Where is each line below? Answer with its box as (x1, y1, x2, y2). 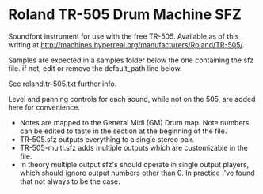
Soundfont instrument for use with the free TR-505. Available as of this (8, 32, 239, 41)
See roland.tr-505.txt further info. (8, 79, 117, 88)
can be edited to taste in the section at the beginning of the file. (19, 126, 227, 136)
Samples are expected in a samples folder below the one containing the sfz (8, 55, 254, 65)
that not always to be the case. (19, 176, 120, 186)
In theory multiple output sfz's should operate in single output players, (19, 159, 250, 169)
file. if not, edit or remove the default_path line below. (8, 63, 182, 73)
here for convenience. (8, 103, 81, 112)
